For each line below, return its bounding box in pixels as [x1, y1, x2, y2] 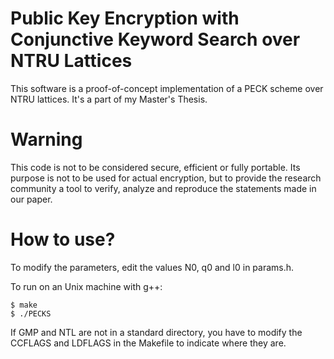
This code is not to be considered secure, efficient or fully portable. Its [10, 161, 301, 173]
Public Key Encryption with [10, 7, 240, 30]
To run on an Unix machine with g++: [10, 280, 163, 292]
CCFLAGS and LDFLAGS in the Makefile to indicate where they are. [10, 337, 287, 349]
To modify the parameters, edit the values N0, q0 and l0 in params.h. [10, 261, 295, 273]
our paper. [10, 193, 53, 205]
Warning [10, 128, 83, 151]
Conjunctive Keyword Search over [10, 28, 301, 51]
